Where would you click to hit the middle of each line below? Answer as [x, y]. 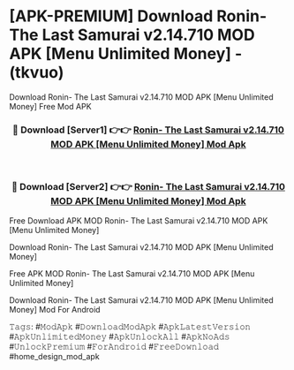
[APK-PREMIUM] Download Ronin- [138, 16]
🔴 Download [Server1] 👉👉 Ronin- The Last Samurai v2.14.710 [148, 130]
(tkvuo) [37, 73]
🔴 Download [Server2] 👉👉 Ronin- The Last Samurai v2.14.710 [148, 187]
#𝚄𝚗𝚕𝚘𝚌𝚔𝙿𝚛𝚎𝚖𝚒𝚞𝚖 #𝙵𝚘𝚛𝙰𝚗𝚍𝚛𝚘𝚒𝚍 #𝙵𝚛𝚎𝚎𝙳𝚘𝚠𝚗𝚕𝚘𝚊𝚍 [114, 346]
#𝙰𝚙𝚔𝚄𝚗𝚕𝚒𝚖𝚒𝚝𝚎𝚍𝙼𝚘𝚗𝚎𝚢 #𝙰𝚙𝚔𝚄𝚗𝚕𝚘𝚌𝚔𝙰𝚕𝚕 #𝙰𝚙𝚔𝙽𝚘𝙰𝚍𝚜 [120, 336]
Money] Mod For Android [55, 309]
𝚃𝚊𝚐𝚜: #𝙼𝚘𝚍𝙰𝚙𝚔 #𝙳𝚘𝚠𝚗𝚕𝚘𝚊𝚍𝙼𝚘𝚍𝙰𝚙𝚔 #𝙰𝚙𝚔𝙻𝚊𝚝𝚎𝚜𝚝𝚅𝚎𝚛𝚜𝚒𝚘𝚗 [130, 326]
